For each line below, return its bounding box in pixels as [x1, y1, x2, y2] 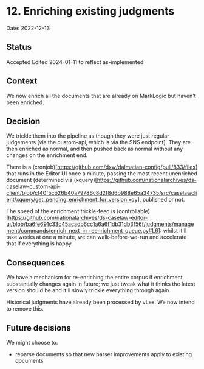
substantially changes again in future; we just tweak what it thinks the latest [6, 280, 195, 287]
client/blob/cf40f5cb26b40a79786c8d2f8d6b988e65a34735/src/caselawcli [6, 189, 197, 197]
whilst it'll [163, 227, 187, 234]
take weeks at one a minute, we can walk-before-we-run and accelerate [6, 233, 187, 241]
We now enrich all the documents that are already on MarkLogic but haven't [6, 92, 196, 99]
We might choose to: [6, 339, 58, 346]
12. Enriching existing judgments [6, 4, 175, 18]
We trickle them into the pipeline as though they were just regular [6, 132, 169, 139]
